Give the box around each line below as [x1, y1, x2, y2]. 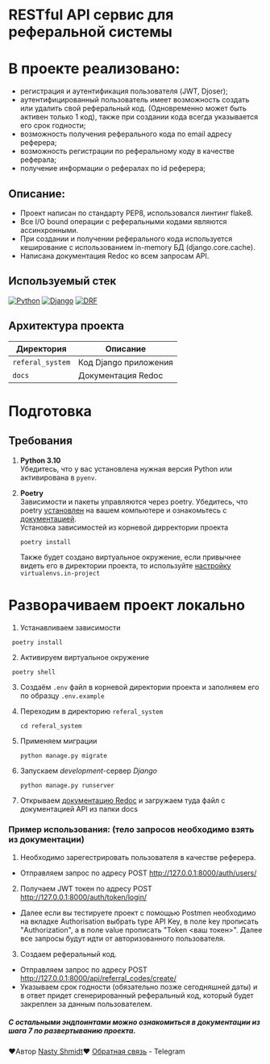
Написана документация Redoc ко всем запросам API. [19, 251, 210, 260]
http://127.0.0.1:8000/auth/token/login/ [19, 892, 147, 902]
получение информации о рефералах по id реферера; [19, 164, 206, 173]
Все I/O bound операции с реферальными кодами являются [19, 216, 227, 227]
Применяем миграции [19, 736, 98, 746]
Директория [15, 343, 67, 354]
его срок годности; [19, 121, 86, 131]
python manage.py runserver [19, 781, 114, 789]
